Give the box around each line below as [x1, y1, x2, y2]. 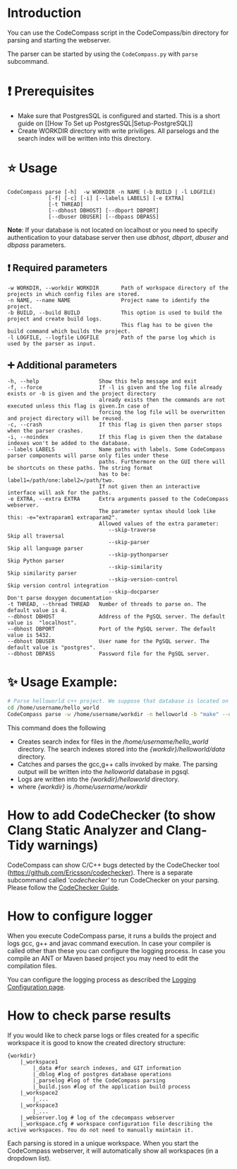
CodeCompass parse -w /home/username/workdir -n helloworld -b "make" [7, 711, 219, 718]
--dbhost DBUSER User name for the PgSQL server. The [7, 638, 210, 645]
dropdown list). [7, 1153, 51, 1162]
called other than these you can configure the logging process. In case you [7, 946, 226, 955]
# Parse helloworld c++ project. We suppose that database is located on [7, 698, 229, 705]
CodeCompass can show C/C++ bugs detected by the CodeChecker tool [7, 860, 220, 869]
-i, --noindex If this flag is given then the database [7, 434, 222, 441]
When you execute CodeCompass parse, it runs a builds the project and [7, 931, 217, 940]
